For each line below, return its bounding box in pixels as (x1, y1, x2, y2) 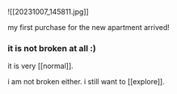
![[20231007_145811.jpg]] (7, 7, 90, 16)
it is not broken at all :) (7, 42, 96, 53)
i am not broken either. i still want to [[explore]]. (7, 77, 165, 87)
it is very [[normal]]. (7, 61, 74, 71)
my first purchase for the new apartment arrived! (7, 23, 171, 32)
